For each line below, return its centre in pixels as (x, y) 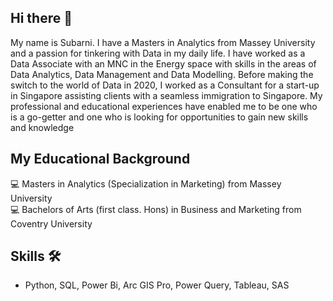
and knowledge (42, 127)
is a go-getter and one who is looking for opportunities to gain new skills (159, 117)
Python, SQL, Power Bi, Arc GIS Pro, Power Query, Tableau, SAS (157, 285)
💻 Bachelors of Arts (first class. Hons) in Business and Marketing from (156, 209)
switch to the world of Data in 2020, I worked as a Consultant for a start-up (165, 85)
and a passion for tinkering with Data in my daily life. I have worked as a (158, 53)
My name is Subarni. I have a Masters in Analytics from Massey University (163, 42)
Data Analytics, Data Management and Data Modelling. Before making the (162, 74)
